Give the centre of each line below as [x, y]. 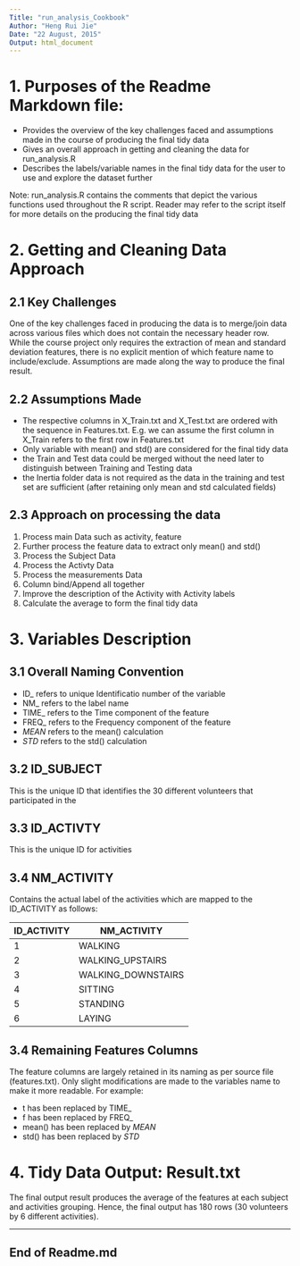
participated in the [43, 800]
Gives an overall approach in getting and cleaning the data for [136, 149]
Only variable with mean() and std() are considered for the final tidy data [155, 449]
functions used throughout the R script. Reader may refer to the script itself [147, 205]
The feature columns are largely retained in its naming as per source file [142, 1072]
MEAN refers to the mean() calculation [92, 731]
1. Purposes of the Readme [110, 87]
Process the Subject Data [69, 556]
